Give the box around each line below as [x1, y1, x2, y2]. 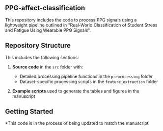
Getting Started [5, 108, 54, 116]
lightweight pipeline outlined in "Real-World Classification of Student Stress [5, 22, 158, 28]
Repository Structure [5, 42, 71, 50]
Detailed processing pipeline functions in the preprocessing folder [19, 73, 153, 79]
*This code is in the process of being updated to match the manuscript [5, 120, 149, 126]
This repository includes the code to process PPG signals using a [5, 17, 137, 22]
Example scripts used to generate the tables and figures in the [12, 88, 139, 94]
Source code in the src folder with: [12, 64, 83, 70]
